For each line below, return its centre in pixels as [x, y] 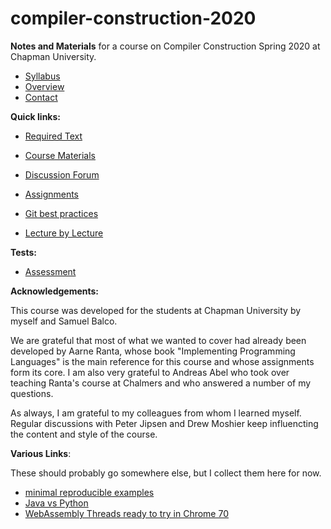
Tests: [23, 252]
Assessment [50, 271]
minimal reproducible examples [89, 492]
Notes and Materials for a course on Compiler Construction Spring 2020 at [165, 46]
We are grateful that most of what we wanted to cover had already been [158, 340]
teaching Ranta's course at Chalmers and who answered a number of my [161, 383]
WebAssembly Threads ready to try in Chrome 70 [126, 513]
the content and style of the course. [84, 434]
